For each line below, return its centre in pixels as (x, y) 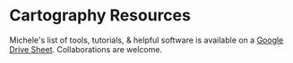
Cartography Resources (100, 16)
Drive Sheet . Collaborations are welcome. (86, 49)
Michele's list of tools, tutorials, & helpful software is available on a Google (146, 40)
